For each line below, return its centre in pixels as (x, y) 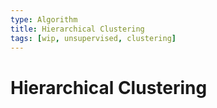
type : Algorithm (44, 19)
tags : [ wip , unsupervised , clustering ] (93, 38)
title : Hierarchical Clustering (77, 29)
